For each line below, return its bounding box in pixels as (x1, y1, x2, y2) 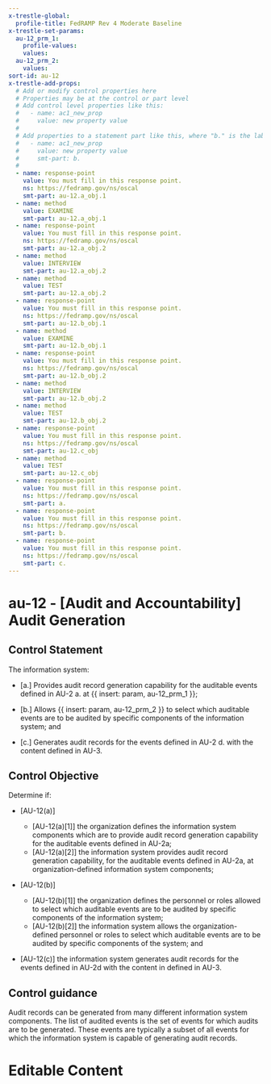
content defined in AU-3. (19, 745, 103, 755)
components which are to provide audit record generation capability (31, 830, 259, 840)
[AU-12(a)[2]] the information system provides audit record (31, 848, 228, 857)
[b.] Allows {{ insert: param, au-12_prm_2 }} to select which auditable (19, 704, 250, 714)
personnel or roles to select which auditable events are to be (59, 930, 261, 940)
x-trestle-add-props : (8, 79, 81, 87)
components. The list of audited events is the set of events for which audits (8, 1016, 259, 1026)
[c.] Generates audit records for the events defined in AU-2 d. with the (19, 737, 254, 747)
